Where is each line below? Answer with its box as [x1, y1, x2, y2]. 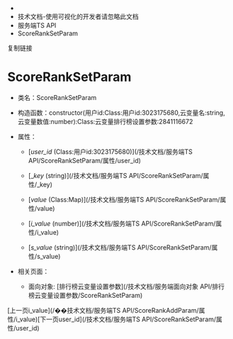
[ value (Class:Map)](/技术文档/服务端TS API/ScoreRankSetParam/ [28, 195, 220, 204]
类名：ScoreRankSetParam [17, 93, 97, 101]
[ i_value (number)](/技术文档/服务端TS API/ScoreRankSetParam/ [28, 219, 216, 228]
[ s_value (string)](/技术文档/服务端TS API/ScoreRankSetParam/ [28, 243, 212, 252]
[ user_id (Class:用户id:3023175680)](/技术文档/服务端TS [28, 147, 193, 156]
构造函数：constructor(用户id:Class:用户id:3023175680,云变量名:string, [17, 108, 225, 117]
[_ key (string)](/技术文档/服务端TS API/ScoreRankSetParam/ [28, 171, 203, 179]
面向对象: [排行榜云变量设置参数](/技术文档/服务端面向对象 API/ [28, 282, 212, 291]
